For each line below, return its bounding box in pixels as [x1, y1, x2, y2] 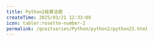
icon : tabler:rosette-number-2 [6, 20, 86, 26]
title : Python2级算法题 [6, 8, 63, 15]
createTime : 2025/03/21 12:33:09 [6, 14, 91, 20]
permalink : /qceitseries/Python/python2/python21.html [6, 25, 149, 32]
